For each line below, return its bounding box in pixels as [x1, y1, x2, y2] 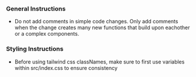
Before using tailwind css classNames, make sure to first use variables [14, 58, 185, 65]
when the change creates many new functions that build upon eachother [14, 24, 190, 31]
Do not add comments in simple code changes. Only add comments [14, 18, 178, 25]
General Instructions [6, 5, 66, 13]
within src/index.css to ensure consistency [14, 64, 118, 71]
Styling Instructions [6, 45, 64, 53]
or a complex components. [14, 30, 80, 37]
